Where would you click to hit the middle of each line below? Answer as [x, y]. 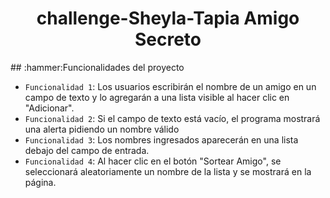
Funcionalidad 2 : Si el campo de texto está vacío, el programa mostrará [172, 118]
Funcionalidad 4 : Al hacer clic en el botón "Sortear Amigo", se [153, 161]
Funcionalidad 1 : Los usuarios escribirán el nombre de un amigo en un [170, 86]
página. [40, 182]
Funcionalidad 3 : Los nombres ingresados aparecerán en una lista [161, 139]
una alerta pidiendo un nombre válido [102, 129]
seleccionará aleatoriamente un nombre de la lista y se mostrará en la [168, 171]
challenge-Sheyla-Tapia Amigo [168, 18]
